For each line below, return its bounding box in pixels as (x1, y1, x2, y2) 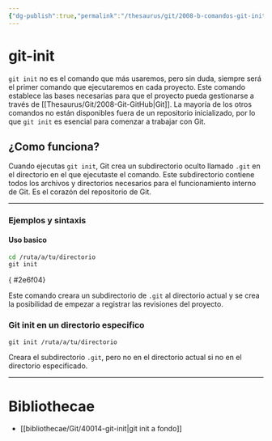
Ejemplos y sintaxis (8, 215, 87, 227)
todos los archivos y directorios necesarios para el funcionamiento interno (8, 179, 257, 189)
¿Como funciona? (8, 139, 100, 154)
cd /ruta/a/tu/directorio (8, 252, 96, 261)
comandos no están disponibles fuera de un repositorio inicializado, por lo (8, 108, 256, 117)
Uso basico (8, 235, 47, 244)
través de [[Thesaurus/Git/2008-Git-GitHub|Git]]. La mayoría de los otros (8, 99, 253, 109)
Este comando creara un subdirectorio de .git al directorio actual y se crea (8, 290, 261, 300)
